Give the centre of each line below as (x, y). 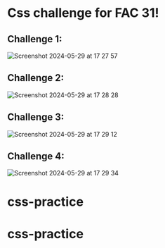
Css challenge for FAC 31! (83, 13)
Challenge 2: (36, 78)
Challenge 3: (36, 117)
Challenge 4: (36, 156)
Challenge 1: (35, 39)
